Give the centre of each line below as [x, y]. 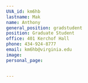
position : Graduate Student [40, 33]
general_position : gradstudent [44, 28]
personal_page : [25, 60]
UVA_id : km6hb [23, 11]
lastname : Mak [23, 17]
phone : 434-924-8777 [31, 44]
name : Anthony [23, 22]
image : [14, 55]
